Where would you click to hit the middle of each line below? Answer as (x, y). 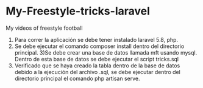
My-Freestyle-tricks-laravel (78, 11)
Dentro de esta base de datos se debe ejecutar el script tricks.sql (97, 59)
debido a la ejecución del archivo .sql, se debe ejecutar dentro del (97, 72)
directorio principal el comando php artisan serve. (77, 78)
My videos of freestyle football (44, 28)
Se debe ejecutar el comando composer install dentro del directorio (99, 46)
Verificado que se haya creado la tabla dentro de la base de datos (97, 66)
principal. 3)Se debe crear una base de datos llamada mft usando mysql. (106, 52)
